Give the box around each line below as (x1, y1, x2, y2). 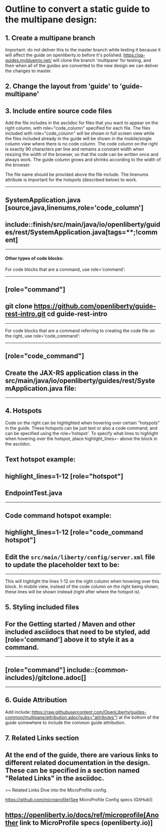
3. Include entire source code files (5, 106, 112, 115)
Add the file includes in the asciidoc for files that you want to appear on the (5, 120, 158, 126)
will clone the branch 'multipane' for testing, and (52, 57, 152, 63)
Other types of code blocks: (5, 255, 64, 261)
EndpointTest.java (5, 489, 63, 497)
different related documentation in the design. (5, 758, 150, 767)
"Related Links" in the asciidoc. (5, 774, 104, 783)
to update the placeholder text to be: (5, 560, 120, 569)
